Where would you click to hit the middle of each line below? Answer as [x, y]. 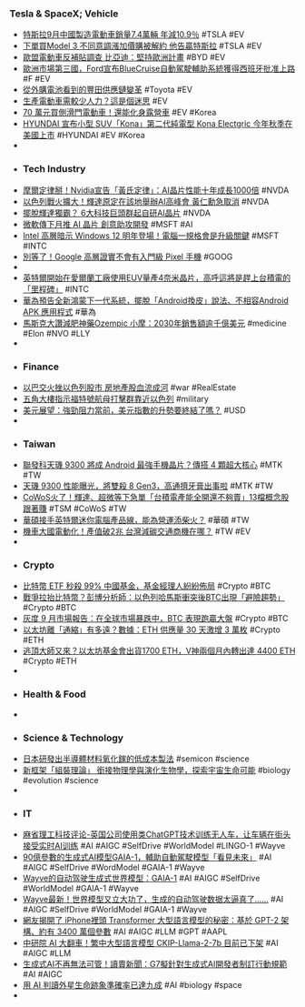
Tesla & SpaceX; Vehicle [64, 14]
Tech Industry [54, 169]
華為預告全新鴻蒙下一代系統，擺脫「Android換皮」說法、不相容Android [155, 300]
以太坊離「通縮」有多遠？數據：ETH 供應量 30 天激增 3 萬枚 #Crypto [152, 629]
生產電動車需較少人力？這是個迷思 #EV [95, 101]
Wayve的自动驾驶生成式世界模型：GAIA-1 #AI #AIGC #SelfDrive [141, 878]
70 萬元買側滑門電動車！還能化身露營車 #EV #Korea [119, 113]
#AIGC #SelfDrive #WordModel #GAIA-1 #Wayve [113, 868]
